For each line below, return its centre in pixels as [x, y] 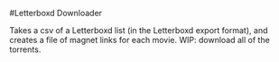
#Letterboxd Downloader [56, 13]
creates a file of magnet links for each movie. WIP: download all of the [140, 40]
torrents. [25, 49]
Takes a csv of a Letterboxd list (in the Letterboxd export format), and [139, 30]
